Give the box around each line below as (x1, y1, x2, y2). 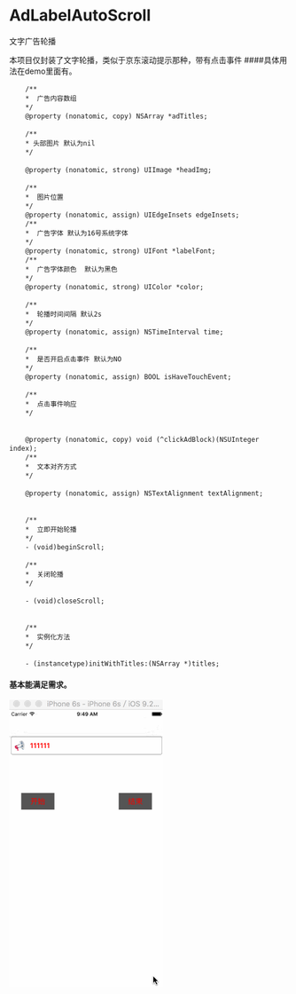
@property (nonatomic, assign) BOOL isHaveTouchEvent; (25, 372, 232, 382)
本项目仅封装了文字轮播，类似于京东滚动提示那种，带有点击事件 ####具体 (9, 54, 280, 65)
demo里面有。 (24, 66, 77, 76)
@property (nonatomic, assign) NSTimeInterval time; (25, 327, 224, 336)
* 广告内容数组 (25, 94, 77, 103)
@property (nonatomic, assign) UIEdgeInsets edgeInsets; (25, 210, 240, 219)
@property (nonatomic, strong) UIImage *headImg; (25, 165, 213, 174)
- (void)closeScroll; (25, 596, 105, 605)
